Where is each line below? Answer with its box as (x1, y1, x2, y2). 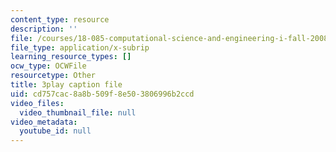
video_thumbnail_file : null (19, 107, 137, 118)
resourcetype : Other (10, 71, 97, 81)
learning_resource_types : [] (10, 52, 132, 62)
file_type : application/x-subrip (10, 42, 150, 53)
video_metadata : (10, 117, 78, 127)
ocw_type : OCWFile (10, 61, 87, 71)
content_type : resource (10, 14, 110, 25)
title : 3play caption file (10, 80, 123, 90)
